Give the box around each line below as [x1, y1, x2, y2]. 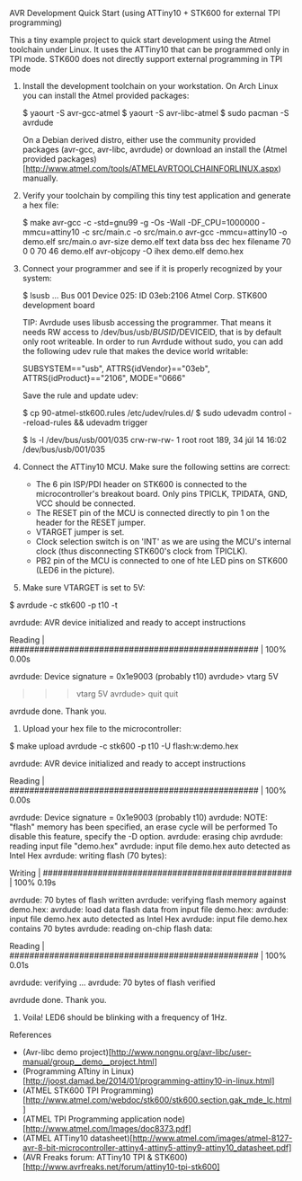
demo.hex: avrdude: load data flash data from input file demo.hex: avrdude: [9, 904, 289, 915]
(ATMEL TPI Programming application [22, 1114, 162, 1124]
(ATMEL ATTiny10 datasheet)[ [22, 1132, 133, 1143]
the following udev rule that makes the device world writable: [22, 346, 249, 356]
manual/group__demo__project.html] [22, 1056, 157, 1067]
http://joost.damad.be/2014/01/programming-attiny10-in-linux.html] [25, 1076, 275, 1086]
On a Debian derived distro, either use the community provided [22, 135, 256, 145]
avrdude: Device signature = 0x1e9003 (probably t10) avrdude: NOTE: [9, 812, 268, 822]
